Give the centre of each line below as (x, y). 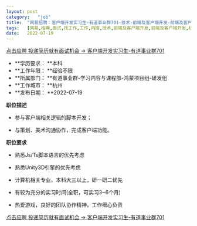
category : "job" (28, 17)
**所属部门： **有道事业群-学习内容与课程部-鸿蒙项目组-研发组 (91, 78)
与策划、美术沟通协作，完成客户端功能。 (63, 130)
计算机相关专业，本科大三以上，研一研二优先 (69, 180)
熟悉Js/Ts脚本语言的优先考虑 (50, 155)
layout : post (22, 11)
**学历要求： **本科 (38, 63)
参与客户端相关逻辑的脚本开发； (53, 117)
